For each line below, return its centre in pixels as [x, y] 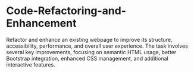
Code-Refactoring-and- [66, 11]
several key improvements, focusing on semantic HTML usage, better [91, 52]
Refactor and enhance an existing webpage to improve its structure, [89, 39]
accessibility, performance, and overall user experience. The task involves [97, 46]
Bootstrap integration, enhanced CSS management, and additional [87, 58]
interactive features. [31, 64]
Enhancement [41, 23]
